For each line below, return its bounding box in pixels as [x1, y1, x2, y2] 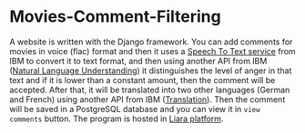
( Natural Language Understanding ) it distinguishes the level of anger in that [9, 65, 292, 76]
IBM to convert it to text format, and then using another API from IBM [9, 55, 268, 66]
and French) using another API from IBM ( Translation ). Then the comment [9, 93, 286, 105]
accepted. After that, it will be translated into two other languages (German [9, 84, 290, 95]
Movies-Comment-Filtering [9, 6, 221, 27]
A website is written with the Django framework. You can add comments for [9, 36, 293, 47]
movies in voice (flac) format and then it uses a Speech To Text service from [9, 45, 296, 56]
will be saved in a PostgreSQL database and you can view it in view [9, 103, 261, 114]
